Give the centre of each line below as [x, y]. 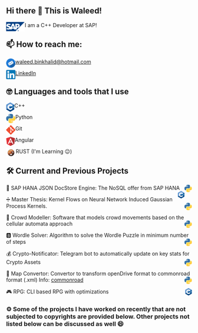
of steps [16, 242]
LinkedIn [26, 73]
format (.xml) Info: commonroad [45, 280]
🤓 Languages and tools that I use [67, 92]
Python [24, 117]
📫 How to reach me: [44, 45]
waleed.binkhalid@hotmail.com [53, 61]
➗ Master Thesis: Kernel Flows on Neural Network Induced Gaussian [89, 200]
